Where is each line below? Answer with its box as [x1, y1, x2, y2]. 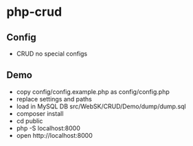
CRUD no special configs [16, 49, 88, 58]
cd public [16, 117, 43, 125]
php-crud [6, 4, 63, 20]
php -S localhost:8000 [16, 124, 80, 132]
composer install [16, 109, 64, 117]
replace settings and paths [16, 95, 92, 103]
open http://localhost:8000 [16, 131, 93, 139]
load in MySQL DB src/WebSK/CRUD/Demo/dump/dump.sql [16, 102, 186, 110]
